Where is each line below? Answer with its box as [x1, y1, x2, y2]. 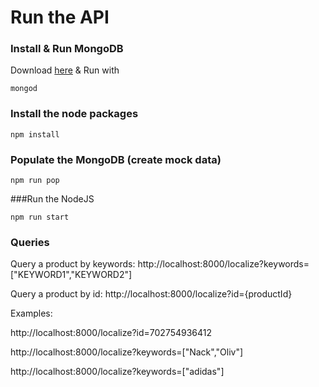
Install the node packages [10, 107, 139, 121]
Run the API [10, 6, 110, 29]
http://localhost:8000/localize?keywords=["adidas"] [10, 366, 225, 378]
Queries [10, 236, 50, 249]
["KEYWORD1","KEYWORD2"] [10, 269, 133, 281]
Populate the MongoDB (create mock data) [10, 152, 222, 166]
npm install [10, 129, 60, 140]
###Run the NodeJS [10, 193, 95, 205]
